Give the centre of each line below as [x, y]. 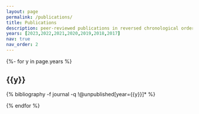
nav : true [18, 39]
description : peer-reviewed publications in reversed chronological [92, 28]
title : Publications [32, 22]
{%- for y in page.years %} [39, 61]
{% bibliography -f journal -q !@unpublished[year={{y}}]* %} [81, 94]
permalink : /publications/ [39, 17]
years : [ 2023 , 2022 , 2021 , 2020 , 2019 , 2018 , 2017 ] [63, 34]
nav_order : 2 [22, 45]
